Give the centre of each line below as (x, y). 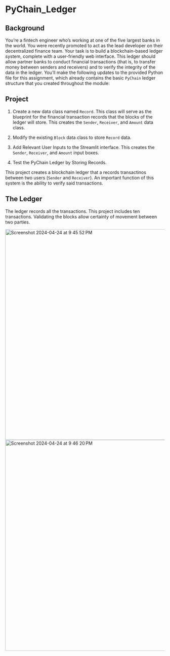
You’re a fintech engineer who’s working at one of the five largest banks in (83, 40)
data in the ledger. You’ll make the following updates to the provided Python (84, 72)
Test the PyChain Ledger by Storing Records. (60, 162)
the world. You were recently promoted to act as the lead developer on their (84, 46)
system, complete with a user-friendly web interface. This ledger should (80, 56)
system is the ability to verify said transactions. (54, 183)
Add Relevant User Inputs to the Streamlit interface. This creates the (84, 147)
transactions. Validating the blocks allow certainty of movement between (81, 216)
